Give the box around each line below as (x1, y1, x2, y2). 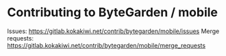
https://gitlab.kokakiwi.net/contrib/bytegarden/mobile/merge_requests (7, 41, 206, 49)
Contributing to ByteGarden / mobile (7, 5, 218, 20)
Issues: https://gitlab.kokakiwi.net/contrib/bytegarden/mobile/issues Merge (7, 27, 220, 35)
